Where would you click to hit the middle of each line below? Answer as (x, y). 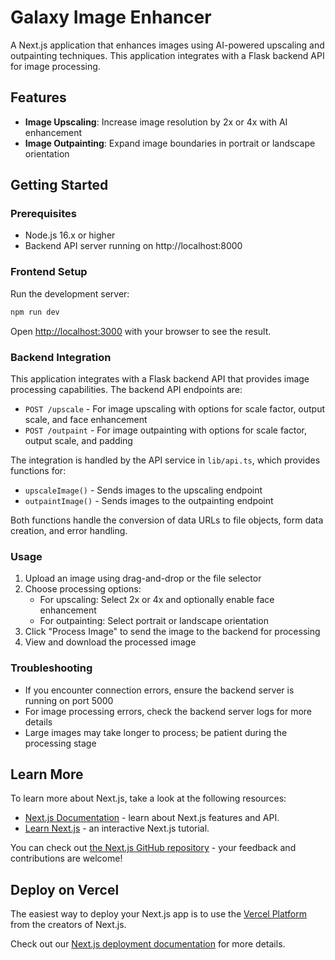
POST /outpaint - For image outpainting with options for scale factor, (166, 430)
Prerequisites (43, 214)
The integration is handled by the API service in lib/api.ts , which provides (165, 460)
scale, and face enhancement (86, 419)
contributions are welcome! (66, 858)
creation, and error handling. (69, 530)
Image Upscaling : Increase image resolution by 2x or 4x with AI (156, 122)
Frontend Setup (49, 272)
